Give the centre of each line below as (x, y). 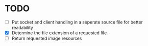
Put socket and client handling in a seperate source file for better (77, 22)
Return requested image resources (47, 38)
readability (22, 28)
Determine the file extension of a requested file (59, 33)
